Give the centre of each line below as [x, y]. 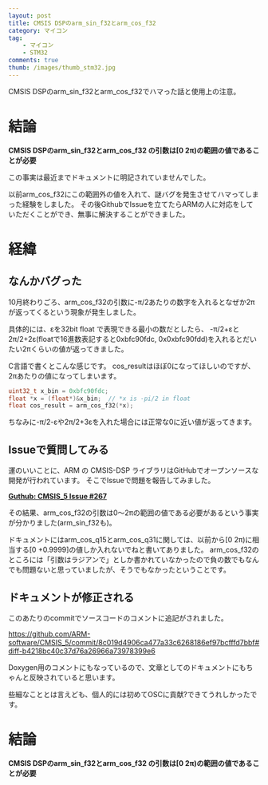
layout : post [30, 16]
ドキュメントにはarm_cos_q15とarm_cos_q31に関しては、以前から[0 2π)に [130, 540]
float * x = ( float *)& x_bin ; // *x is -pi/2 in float [100, 398]
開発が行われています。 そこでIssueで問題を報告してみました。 [112, 481]
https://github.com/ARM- [49, 634]
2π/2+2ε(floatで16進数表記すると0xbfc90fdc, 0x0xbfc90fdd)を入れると [126, 339]
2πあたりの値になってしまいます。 [65, 375]
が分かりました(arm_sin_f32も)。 [63, 523]
